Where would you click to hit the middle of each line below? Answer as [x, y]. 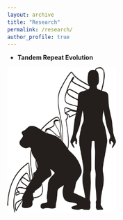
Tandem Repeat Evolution [55, 58]
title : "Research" [34, 22]
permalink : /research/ [40, 29]
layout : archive [31, 15]
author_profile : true [39, 37]
